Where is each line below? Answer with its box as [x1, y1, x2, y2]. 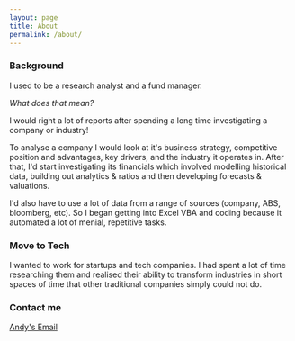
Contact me [9, 301, 62, 313]
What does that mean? [9, 97, 94, 108]
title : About [9, 22, 58, 31]
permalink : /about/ [9, 30, 83, 39]
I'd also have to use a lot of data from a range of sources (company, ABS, [9, 197, 282, 208]
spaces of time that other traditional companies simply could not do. [9, 278, 263, 289]
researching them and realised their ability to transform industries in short [9, 269, 282, 280]
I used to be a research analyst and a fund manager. [9, 80, 202, 91]
